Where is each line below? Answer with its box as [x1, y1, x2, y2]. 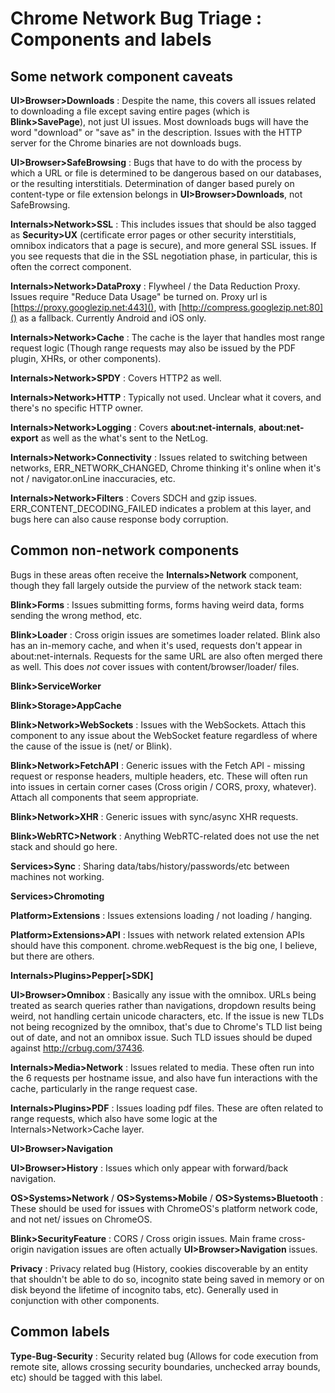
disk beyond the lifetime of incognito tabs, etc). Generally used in [10, 1283, 279, 1296]
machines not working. [10, 870, 105, 882]
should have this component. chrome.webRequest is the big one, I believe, [10, 939, 318, 951]
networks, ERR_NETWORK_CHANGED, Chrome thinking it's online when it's [10, 462, 322, 474]
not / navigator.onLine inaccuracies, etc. [10, 473, 176, 484]
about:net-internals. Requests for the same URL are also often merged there [10, 650, 323, 662]
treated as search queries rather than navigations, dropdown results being [10, 999, 317, 1011]
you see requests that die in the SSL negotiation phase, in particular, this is [10, 250, 318, 262]
